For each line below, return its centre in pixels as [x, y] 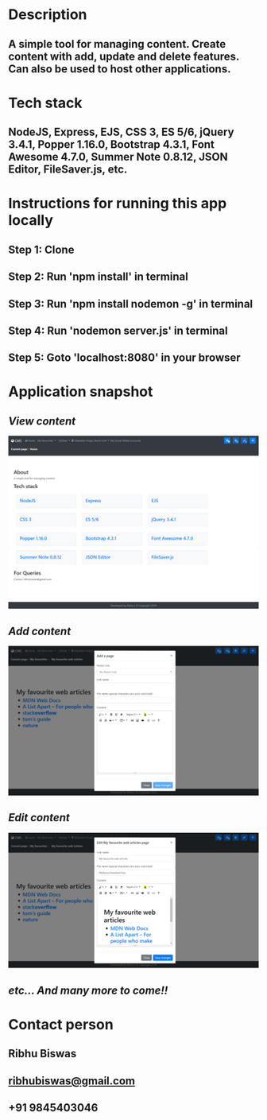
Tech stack [45, 103]
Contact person [61, 1024]
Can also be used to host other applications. [120, 69]
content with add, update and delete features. [124, 56]
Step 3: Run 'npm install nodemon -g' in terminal [131, 304]
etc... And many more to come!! [88, 990]
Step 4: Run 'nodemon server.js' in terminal [118, 330]
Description [48, 15]
